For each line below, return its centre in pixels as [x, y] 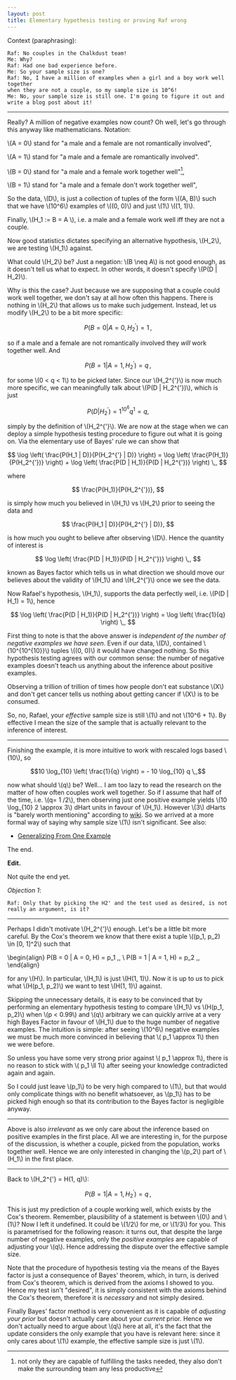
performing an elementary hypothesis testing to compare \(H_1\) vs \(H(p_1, [116, 1007]
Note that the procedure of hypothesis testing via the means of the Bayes [113, 1268]
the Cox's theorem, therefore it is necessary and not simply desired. [106, 1297]
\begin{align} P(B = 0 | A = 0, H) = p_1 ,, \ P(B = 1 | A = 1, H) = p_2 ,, [104, 958]
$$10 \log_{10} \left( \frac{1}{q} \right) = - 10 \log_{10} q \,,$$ [118, 771]
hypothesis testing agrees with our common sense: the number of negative [116, 658]
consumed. [24, 702]
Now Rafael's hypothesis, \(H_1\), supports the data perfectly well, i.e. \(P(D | [118, 593]
